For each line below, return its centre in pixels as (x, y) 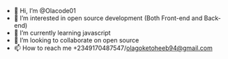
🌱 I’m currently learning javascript (62, 33)
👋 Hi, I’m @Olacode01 (45, 11)
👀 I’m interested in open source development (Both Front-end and (108, 18)
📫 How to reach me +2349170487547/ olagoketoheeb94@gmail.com (113, 48)
